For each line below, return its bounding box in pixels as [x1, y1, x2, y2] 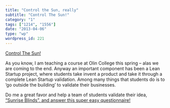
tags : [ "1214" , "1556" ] [5, 21, 56, 27]
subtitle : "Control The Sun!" [5, 12, 70, 17]
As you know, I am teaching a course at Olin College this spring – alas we [5, 60, 159, 66]
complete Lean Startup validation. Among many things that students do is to [5, 76, 165, 82]
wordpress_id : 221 [5, 36, 44, 41]
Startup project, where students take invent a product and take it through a [5, 71, 162, 77]
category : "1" [5, 17, 36, 22]
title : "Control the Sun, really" [5, 7, 79, 13]
